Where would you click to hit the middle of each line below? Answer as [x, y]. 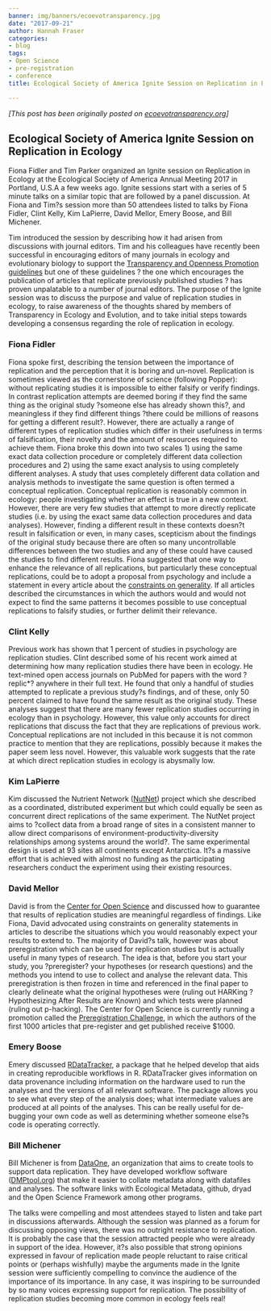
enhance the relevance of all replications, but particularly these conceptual [133, 568]
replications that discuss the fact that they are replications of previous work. [135, 726]
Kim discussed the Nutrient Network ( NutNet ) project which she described [132, 799]
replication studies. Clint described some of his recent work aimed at [123, 658]
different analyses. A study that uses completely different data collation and [134, 474]
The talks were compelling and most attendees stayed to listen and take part [135, 1213]
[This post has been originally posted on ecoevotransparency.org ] [119, 113]
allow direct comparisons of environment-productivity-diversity [114, 833]
